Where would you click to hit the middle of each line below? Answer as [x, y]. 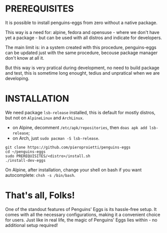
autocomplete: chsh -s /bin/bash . [40, 175]
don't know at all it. [25, 58]
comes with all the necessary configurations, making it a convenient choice [83, 214]
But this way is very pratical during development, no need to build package [82, 68]
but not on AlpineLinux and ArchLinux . [44, 118]
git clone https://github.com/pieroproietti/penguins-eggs [68, 147]
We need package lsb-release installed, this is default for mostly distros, [80, 112]
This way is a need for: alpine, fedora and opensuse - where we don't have [82, 32]
